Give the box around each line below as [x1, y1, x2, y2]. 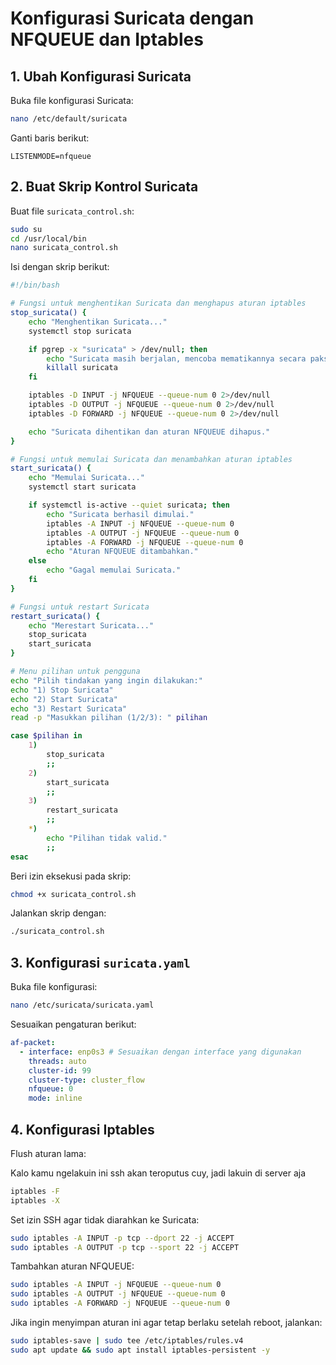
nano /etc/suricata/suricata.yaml [10, 1000, 155, 1011]
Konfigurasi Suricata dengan [10, 7, 255, 30]
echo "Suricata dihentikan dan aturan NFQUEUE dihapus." [28, 427, 271, 437]
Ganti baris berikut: [10, 132, 90, 144]
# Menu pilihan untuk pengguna [10, 667, 141, 677]
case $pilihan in [10, 731, 83, 741]
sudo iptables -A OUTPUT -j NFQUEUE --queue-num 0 [10, 1289, 226, 1299]
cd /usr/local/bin [10, 233, 87, 244]
